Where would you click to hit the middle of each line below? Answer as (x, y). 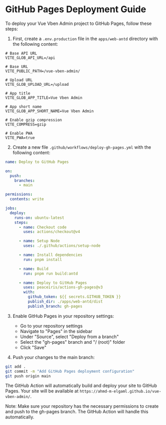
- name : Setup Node (39, 241)
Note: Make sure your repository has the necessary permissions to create (82, 406)
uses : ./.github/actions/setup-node (62, 246)
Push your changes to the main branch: (54, 357)
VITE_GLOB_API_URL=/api (30, 58)
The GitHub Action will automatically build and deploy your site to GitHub (81, 386)
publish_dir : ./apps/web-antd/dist (65, 302)
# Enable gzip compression (34, 120)
